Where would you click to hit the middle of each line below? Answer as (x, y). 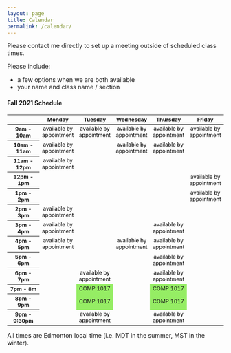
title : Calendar (30, 20)
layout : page (26, 13)
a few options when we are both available (76, 80)
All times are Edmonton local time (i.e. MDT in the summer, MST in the (106, 336)
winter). (18, 343)
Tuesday (95, 119)
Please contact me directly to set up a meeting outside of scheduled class (112, 46)
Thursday (168, 119)
